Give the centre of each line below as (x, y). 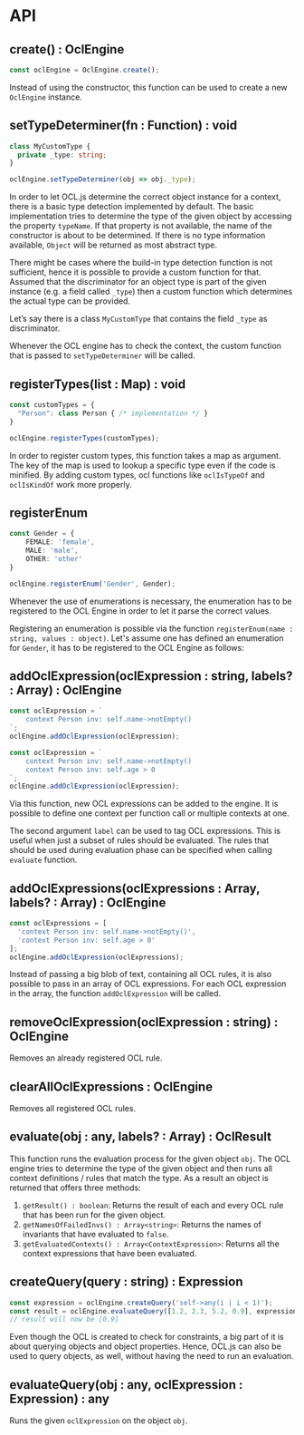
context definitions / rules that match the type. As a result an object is (139, 1178)
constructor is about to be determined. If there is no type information (138, 236)
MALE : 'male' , (52, 551)
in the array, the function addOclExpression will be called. (115, 994)
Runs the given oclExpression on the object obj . (99, 1420)
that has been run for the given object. (94, 1215)
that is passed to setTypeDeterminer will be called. (103, 355)
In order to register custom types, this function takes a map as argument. (145, 455)
